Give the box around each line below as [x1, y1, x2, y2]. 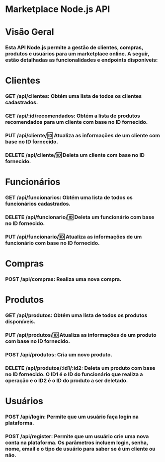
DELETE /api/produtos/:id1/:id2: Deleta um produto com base [5, 365, 156, 372]
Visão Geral [5, 26, 54, 38]
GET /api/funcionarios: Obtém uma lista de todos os [5, 194, 133, 201]
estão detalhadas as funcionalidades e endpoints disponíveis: [5, 56, 158, 63]
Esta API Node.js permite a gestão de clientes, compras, [5, 44, 143, 51]
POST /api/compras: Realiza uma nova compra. [5, 276, 122, 283]
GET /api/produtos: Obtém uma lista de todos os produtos [5, 312, 148, 319]
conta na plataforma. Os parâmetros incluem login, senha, [5, 439, 148, 446]
